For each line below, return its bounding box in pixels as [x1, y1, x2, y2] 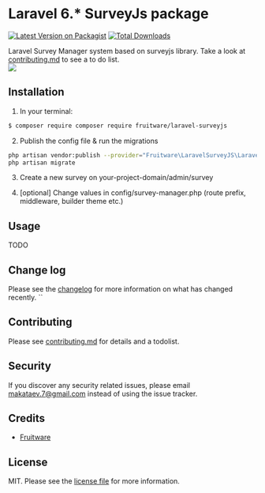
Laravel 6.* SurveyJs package [8, 5, 209, 23]
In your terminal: [19, 106, 73, 115]
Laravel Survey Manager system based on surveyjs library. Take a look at [8, 46, 246, 55]
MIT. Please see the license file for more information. [8, 476, 180, 486]
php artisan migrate [8, 159, 77, 167]
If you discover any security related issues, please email [8, 380, 191, 390]
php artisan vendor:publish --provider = [8, 151, 144, 159]
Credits [8, 412, 46, 425]
